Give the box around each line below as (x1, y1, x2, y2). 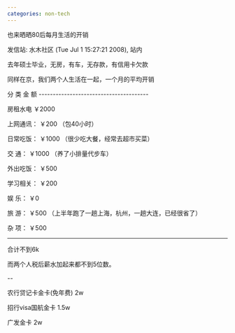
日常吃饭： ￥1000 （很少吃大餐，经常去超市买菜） (7, 134, 154, 143)
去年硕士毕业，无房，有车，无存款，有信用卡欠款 (7, 60, 148, 69)
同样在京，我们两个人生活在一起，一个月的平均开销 (7, 75, 155, 83)
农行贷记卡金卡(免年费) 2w (7, 288, 84, 297)
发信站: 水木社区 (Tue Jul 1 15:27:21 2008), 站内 (7, 45, 143, 53)
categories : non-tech (7, 10, 71, 17)
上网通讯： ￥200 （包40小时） (7, 120, 98, 128)
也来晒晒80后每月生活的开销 (7, 30, 89, 38)
